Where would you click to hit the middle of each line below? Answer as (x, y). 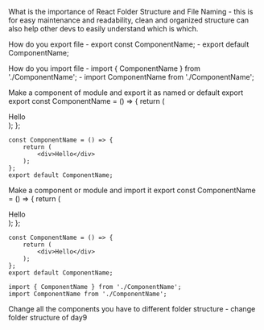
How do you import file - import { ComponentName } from (105, 68)
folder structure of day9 (48, 318)
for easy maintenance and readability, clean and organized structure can (129, 20)
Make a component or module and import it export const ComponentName (132, 190)
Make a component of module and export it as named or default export (126, 93)
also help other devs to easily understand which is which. (103, 29)
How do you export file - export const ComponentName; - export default (129, 44)
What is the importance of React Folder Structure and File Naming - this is (131, 12)
